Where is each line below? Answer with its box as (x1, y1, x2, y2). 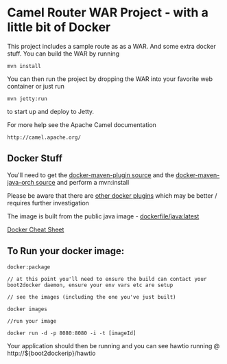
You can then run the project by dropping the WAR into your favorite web (7, 74, 213, 83)
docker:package (7, 263, 51, 271)
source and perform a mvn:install (35, 178, 130, 186)
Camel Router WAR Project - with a (7, 5, 209, 21)
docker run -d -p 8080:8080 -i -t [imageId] (7, 330, 136, 337)
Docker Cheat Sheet (7, 225, 64, 234)
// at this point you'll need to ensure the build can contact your (7, 275, 207, 282)
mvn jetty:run (7, 95, 48, 102)
